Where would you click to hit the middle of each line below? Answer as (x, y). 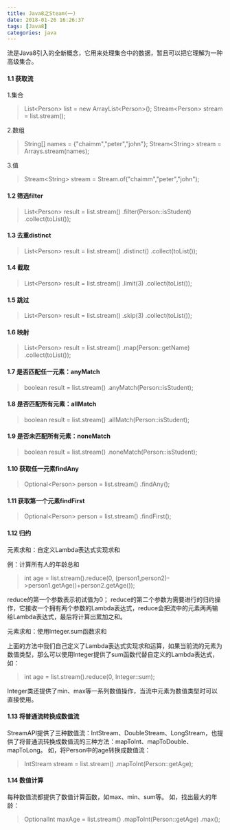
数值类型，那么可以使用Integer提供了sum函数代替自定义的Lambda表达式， (113, 654)
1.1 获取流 (20, 78)
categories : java (32, 33)
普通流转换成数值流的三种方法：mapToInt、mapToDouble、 (109, 741)
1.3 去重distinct (29, 235)
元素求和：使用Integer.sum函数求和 (57, 631)
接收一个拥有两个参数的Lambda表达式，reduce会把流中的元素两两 (119, 608)
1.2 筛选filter (25, 196)
